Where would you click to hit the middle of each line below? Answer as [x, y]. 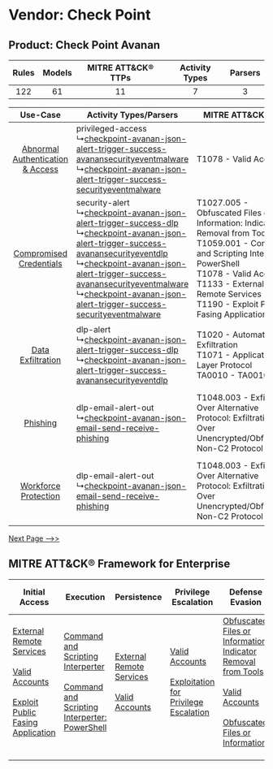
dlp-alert [93, 329]
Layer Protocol [224, 365]
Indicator [240, 651]
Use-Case [40, 115]
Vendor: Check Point [80, 15]
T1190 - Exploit [227, 304]
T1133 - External [230, 284]
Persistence [139, 597]
